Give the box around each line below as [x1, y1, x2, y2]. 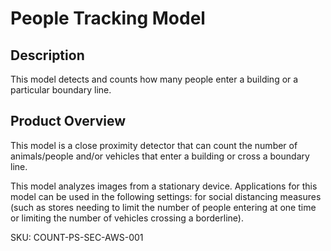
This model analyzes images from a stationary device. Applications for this [10, 180, 318, 192]
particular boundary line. [10, 84, 112, 96]
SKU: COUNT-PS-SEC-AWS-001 [10, 231, 144, 243]
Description [10, 47, 85, 64]
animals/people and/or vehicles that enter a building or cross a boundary [10, 150, 310, 162]
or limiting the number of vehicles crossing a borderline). [10, 212, 244, 224]
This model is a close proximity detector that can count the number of [10, 139, 298, 151]
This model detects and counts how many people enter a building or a [10, 73, 299, 85]
